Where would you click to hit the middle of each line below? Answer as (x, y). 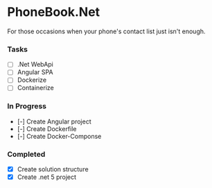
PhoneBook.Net (54, 12)
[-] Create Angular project (54, 121)
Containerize (35, 88)
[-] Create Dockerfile (47, 128)
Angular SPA (35, 72)
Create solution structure (53, 169)
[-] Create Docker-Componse (59, 136)
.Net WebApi (35, 65)
